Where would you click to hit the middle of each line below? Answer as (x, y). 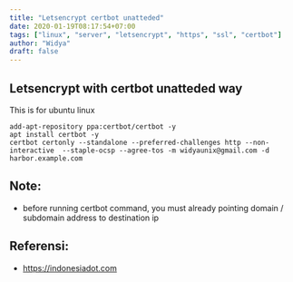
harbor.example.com (46, 158)
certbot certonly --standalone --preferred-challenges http (126, 142)
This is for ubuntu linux (52, 110)
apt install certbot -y (54, 134)
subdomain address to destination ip (91, 218)
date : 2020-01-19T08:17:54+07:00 (73, 26)
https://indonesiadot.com (70, 267)
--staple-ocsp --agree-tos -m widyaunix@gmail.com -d (166, 151)
